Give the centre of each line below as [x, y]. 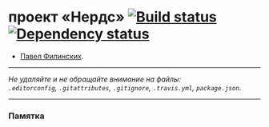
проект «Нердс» [67, 17]
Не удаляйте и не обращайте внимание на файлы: [95, 79]
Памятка [26, 116]
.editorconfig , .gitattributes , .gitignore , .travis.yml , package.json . [125, 87]
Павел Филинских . [52, 56]
